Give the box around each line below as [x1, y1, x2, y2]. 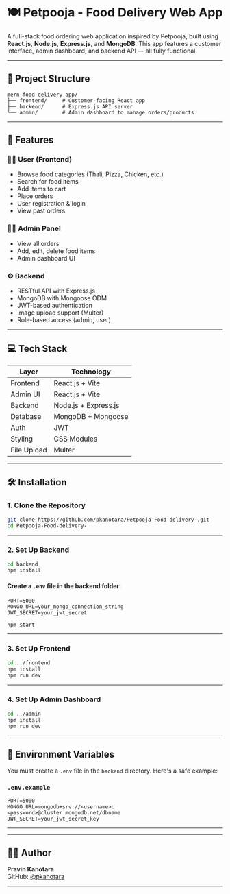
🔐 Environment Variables [7, 748, 115, 760]
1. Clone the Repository [7, 500, 86, 510]
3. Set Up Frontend [7, 644, 71, 653]
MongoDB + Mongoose [53, 411, 129, 421]
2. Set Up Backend [7, 545, 70, 555]
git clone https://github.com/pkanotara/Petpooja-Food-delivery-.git [7, 516, 210, 523]
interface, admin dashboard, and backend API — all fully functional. [7, 47, 197, 55]
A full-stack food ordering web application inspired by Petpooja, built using [7, 32, 219, 40]
